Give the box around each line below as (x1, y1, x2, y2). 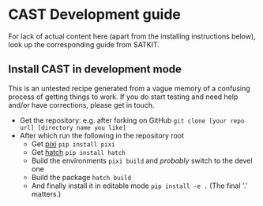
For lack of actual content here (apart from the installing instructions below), (8, 31, 257, 41)
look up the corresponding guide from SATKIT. (8, 39, 160, 49)
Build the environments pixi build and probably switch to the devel (31, 156, 253, 165)
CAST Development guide (8, 6, 182, 24)
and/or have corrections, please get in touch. (8, 100, 155, 109)
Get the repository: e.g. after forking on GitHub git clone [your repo (19, 116, 245, 125)
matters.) (31, 189, 62, 198)
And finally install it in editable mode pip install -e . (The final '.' (31, 181, 248, 190)
